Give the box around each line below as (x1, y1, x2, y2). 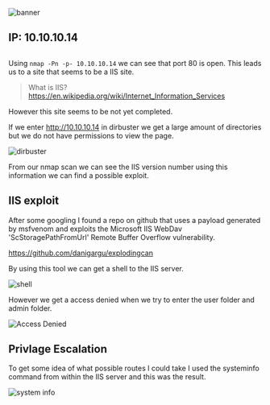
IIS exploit (8, 194, 59, 208)
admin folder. (8, 303, 52, 313)
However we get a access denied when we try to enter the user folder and (8, 295, 255, 304)
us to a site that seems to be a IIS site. (8, 67, 135, 76)
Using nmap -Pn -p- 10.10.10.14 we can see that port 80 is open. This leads (8, 58, 262, 68)
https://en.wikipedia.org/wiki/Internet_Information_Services (27, 91, 226, 101)
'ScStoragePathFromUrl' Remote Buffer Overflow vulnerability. (8, 232, 215, 242)
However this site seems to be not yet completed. (8, 106, 173, 116)
